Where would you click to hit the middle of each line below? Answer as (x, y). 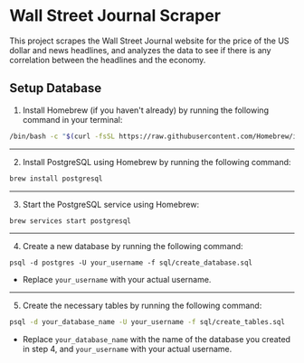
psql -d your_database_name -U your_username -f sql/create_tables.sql (147, 322)
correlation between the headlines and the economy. (108, 60)
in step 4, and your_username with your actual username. (127, 349)
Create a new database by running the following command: (133, 247)
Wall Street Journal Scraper (115, 16)
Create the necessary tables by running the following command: (142, 306)
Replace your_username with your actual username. (117, 280)
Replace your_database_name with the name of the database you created (157, 340)
